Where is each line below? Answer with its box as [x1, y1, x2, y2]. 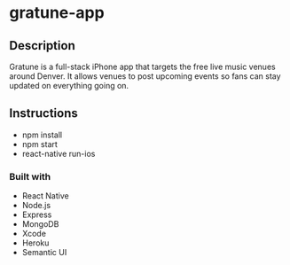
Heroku [21, 238, 50, 248]
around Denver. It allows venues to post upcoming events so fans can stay [9, 71, 281, 82]
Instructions [9, 105, 78, 121]
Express [21, 209, 52, 220]
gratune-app [9, 3, 105, 23]
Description [9, 38, 75, 53]
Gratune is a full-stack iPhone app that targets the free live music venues [9, 61, 277, 72]
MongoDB [21, 219, 59, 230]
